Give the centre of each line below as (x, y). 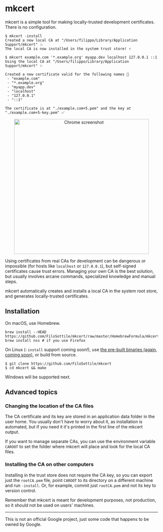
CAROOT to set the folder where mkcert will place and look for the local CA (78, 447)
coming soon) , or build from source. (41, 355)
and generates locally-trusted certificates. (47, 296)
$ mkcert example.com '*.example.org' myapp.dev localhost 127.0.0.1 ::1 (81, 57)
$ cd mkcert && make (26, 368)
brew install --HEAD (26, 332)
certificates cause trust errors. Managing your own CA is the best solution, (80, 271)
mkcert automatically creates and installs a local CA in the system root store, (81, 291)
